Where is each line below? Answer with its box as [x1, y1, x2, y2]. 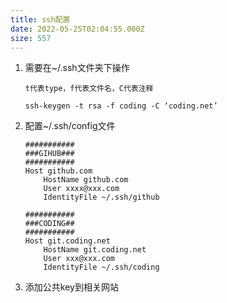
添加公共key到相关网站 [24, 281, 119, 293]
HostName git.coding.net [43, 245, 147, 255]
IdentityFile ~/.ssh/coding [43, 262, 160, 273]
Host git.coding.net [24, 236, 111, 246]
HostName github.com [43, 175, 129, 185]
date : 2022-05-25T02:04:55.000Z [10, 24, 145, 34]
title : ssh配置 [10, 14, 71, 25]
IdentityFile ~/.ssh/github [43, 192, 160, 203]
